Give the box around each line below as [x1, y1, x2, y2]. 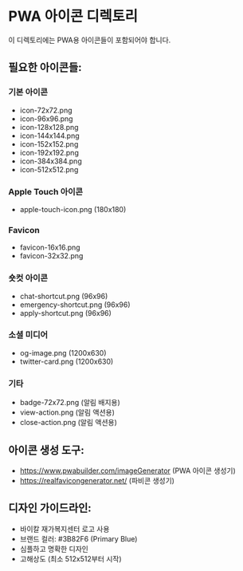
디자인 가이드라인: [8, 502, 92, 515]
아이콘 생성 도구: [8, 443, 85, 457]
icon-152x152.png [19, 139, 79, 148]
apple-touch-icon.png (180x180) [19, 204, 127, 214]
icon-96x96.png [19, 113, 73, 124]
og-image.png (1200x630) [19, 348, 107, 357]
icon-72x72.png [19, 105, 73, 115]
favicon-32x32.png [19, 251, 84, 261]
